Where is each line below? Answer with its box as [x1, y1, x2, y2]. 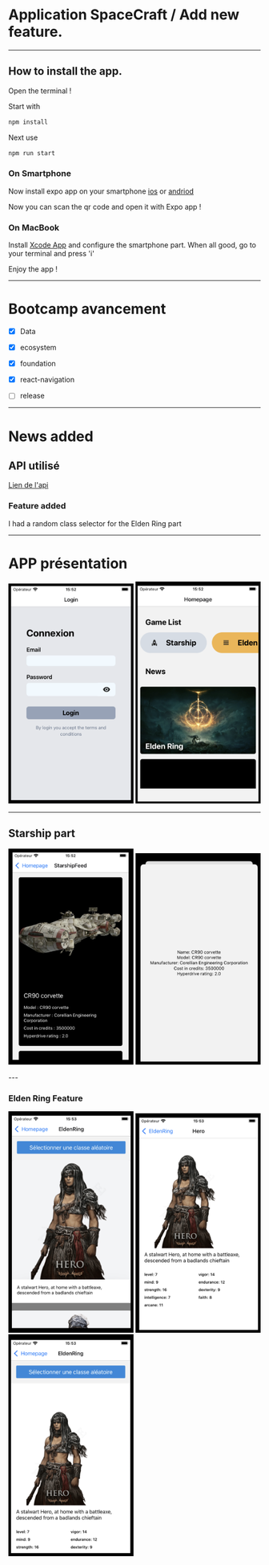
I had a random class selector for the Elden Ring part [8, 518, 182, 528]
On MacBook [8, 222, 60, 233]
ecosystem [19, 343, 57, 353]
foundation [19, 359, 56, 369]
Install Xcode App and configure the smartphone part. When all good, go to [8, 240, 256, 250]
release [19, 391, 46, 401]
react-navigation [19, 375, 74, 385]
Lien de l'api [8, 480, 49, 490]
